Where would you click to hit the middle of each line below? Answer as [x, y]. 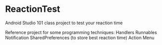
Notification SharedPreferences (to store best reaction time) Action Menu [80, 38]
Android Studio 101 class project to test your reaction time [64, 23]
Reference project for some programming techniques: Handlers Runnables [81, 32]
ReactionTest [33, 9]
